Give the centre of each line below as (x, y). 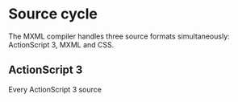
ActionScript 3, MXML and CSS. (61, 44)
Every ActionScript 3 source (55, 89)
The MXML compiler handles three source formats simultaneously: (119, 36)
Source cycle (53, 14)
